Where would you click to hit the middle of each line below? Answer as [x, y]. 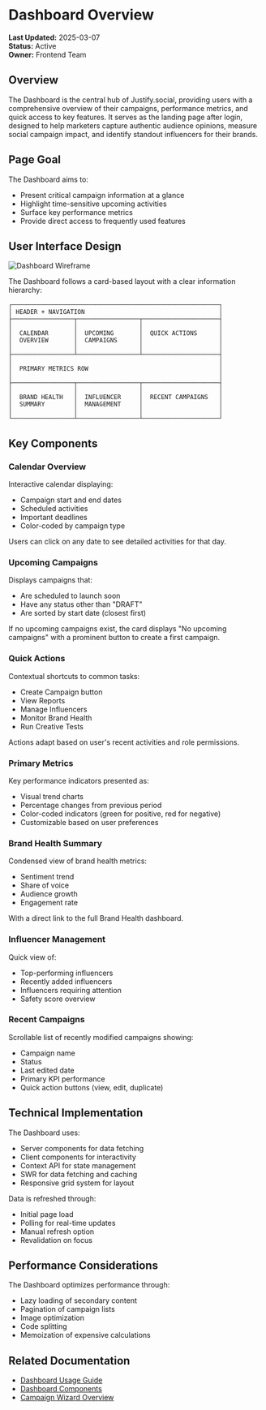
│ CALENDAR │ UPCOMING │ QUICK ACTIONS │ [116, 333]
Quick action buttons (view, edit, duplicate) [92, 1087]
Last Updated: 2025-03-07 [54, 37]
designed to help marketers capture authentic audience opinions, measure [133, 125]
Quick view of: [32, 957]
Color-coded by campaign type [73, 526]
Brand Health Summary [56, 843]
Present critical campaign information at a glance [102, 195]
